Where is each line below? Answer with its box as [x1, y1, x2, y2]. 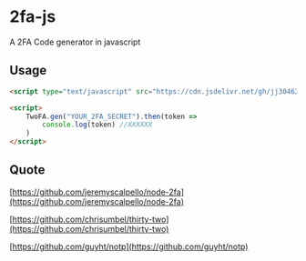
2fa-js [9, 6, 56, 27]
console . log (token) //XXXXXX [42, 120, 153, 129]
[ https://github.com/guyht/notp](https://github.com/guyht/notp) [9, 241, 249, 252]
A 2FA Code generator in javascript [9, 36, 141, 47]
